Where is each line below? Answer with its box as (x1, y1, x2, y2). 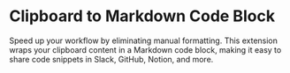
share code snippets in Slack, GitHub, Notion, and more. (9, 54, 214, 64)
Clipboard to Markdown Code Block (9, 6, 276, 26)
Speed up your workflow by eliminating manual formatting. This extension (9, 35, 279, 46)
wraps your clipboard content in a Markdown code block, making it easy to (9, 44, 282, 55)
